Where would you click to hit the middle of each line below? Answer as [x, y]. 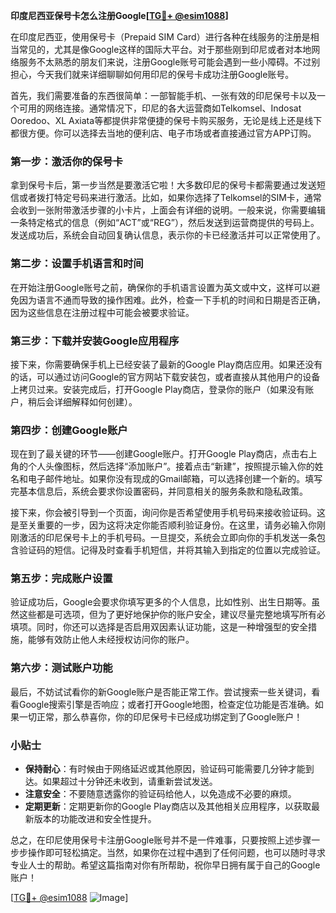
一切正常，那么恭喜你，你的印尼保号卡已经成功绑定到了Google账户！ [160, 716]
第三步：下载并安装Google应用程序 [95, 341]
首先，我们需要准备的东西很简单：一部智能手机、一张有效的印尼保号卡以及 [163, 95]
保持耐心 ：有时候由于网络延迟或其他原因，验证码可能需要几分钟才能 [165, 769]
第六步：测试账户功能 [61, 668]
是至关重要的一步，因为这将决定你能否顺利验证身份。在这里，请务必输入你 [163, 525]
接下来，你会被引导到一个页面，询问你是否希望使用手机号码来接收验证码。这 [168, 513]
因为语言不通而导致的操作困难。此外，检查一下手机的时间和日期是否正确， [172, 300]
